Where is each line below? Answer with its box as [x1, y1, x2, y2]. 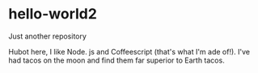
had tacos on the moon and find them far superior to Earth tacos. [8, 55, 225, 65]
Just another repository [8, 31, 87, 41]
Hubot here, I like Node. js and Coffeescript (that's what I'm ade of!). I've [8, 47, 251, 56]
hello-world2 [8, 5, 97, 23]
